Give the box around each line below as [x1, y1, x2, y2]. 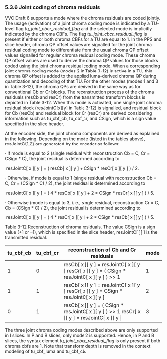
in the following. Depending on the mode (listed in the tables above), [5, 136, 145, 142]
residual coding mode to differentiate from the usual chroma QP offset [5, 47, 149, 53]
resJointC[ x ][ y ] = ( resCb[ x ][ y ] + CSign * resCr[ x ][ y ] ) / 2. [6, 165, 139, 171]
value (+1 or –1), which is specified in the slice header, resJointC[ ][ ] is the [5, 229, 158, 235]
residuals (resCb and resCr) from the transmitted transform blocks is [5, 94, 146, 100]
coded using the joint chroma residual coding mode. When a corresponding [5, 63, 160, 69]
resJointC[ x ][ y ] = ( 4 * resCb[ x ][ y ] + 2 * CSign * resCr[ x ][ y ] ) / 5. [6, 190, 154, 196]
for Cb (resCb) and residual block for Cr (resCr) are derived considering [5, 110, 152, 116]
